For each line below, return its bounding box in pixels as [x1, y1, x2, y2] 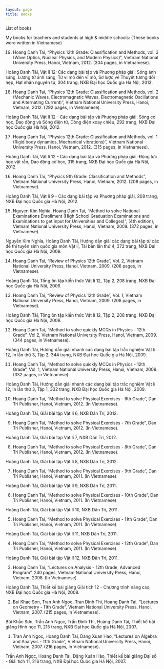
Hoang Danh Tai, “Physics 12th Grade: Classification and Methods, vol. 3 [12, 49, 159, 55]
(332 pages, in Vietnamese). [12, 371, 70, 377]
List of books [5, 25, 32, 31]
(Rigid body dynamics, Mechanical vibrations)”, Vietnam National [12, 139, 143, 144]
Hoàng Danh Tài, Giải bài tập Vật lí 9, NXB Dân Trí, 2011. [5, 483, 117, 488]
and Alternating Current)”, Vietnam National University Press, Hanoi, [12, 99, 149, 105]
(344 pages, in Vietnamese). [12, 337, 70, 343]
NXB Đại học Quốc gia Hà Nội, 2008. [5, 589, 80, 595]
